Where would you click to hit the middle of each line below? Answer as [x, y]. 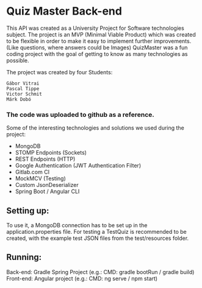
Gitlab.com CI [32, 172]
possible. [18, 60]
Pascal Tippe [23, 89]
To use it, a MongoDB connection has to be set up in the [77, 225]
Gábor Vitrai [23, 83]
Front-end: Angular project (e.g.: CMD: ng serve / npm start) [82, 278]
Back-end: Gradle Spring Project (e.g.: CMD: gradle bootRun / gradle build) [100, 272]
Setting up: [28, 210]
